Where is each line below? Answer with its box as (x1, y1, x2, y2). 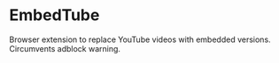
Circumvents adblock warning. (9, 43, 121, 53)
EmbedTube (9, 5, 100, 25)
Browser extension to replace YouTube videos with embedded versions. (9, 34, 272, 45)
